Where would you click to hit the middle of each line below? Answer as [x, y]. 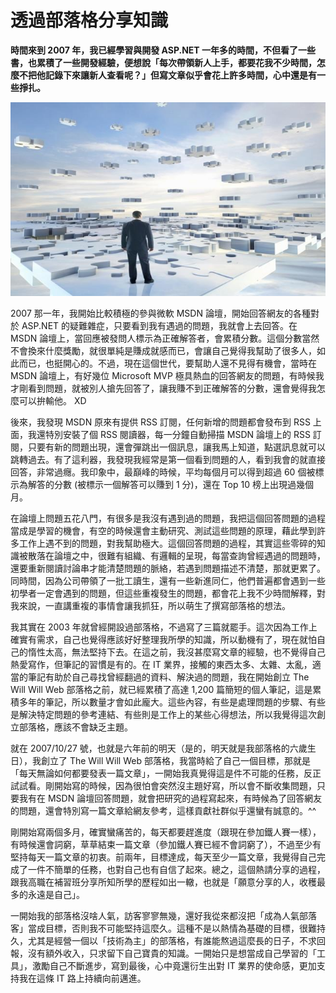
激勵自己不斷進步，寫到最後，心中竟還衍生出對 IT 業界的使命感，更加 [174, 966]
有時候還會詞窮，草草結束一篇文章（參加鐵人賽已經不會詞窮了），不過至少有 [166, 845]
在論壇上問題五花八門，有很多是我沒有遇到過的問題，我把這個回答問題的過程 [168, 518]
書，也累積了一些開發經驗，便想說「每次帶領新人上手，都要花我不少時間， [163, 62]
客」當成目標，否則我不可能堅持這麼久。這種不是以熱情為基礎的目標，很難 [163, 928]
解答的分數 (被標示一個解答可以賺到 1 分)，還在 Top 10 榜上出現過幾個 [170, 485]
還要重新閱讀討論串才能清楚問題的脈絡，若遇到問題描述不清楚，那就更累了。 [168, 568]
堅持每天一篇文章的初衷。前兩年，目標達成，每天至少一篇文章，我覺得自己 [163, 857]
